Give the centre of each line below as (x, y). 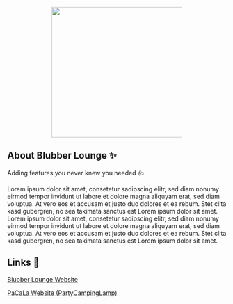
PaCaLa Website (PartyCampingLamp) (62, 293)
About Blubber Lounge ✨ (62, 155)
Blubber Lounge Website (43, 279)
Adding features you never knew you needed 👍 (75, 173)
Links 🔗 (23, 263)
